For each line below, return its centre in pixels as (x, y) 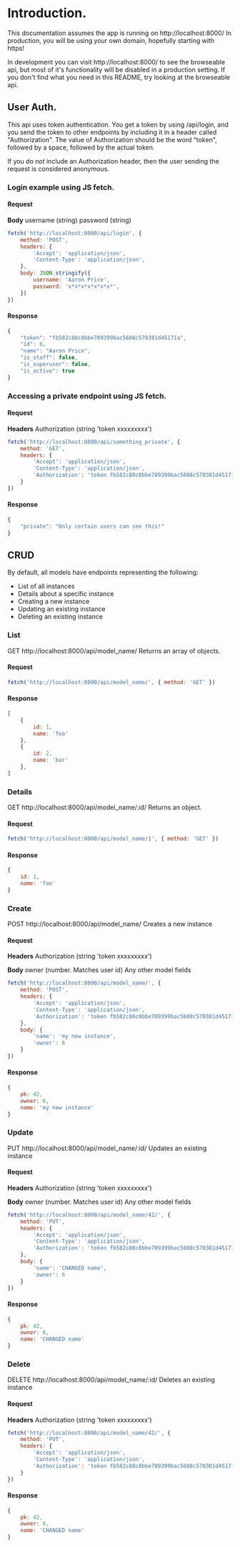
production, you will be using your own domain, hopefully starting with (111, 40)
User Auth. (32, 108)
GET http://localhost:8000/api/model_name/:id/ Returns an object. (105, 807)
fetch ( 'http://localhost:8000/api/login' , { (75, 233)
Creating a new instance (54, 601)
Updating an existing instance (61, 609)
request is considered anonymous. (58, 169)
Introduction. (47, 13)
